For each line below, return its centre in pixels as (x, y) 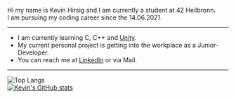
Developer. (33, 52)
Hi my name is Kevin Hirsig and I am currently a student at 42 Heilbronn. (112, 10)
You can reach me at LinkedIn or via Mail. (77, 60)
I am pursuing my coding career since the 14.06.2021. (85, 17)
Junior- (208, 45)
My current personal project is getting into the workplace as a (107, 45)
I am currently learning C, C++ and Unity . (77, 37)
